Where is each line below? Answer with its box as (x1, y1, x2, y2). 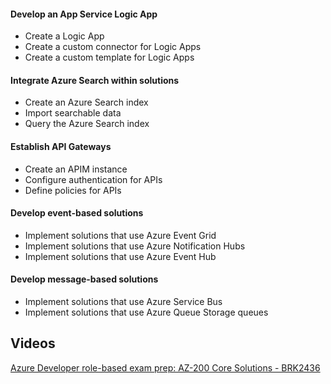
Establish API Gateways (10, 141, 112, 152)
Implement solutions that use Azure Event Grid (24, 229, 217, 241)
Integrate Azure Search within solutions (10, 74, 180, 86)
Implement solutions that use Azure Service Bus (24, 296, 223, 308)
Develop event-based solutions (10, 207, 144, 219)
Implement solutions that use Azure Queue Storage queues (24, 306, 269, 319)
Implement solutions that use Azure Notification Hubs (24, 240, 246, 252)
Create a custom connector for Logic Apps (24, 41, 202, 53)
